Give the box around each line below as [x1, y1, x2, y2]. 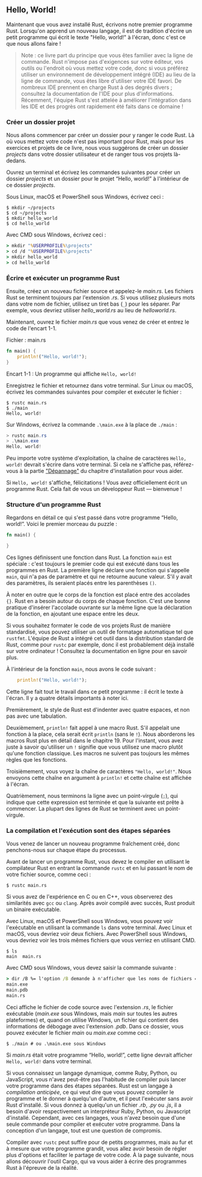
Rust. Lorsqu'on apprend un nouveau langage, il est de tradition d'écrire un [6, 27, 192, 34]
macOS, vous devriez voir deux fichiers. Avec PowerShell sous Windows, [6, 930, 188, 938]
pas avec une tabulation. [6, 712, 67, 720]
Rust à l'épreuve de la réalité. [6, 1164, 78, 1171]
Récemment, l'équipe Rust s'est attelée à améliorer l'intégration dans [20, 96, 192, 103]
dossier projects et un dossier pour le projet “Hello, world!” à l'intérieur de [6, 175, 189, 182]
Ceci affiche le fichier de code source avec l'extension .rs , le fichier [6, 1003, 173, 1010]
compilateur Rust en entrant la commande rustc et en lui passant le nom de [6, 865, 194, 872]
